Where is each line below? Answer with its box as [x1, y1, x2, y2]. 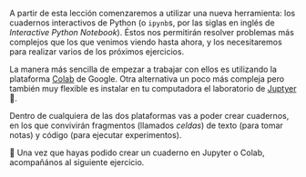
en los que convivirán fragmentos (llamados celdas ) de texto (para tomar [9, 120, 284, 131]
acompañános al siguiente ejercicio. [9, 157, 145, 167]
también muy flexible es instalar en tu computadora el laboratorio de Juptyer [9, 84, 297, 93]
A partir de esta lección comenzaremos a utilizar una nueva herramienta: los [9, 8, 296, 18]
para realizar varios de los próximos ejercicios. [9, 46, 185, 57]
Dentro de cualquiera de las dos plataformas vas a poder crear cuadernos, [9, 111, 290, 121]
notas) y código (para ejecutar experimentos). [9, 130, 182, 140]
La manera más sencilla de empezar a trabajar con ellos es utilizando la [9, 64, 278, 74]
